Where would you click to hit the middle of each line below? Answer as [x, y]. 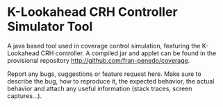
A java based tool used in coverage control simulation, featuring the [104, 46]
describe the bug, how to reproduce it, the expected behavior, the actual [111, 81]
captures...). [25, 96]
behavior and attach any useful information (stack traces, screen [100, 88]
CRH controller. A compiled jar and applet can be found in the [129, 53]
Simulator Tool [50, 27]
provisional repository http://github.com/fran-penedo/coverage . [99, 60]
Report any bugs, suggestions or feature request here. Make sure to [104, 74]
